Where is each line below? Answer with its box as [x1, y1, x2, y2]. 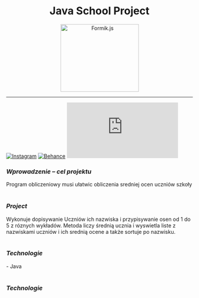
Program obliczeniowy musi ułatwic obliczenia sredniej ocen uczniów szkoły [6, 181, 192, 188]
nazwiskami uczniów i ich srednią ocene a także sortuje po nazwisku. [6, 228, 176, 235]
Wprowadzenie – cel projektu [6, 167, 92, 176]
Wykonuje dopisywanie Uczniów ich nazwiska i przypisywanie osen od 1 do [6, 215, 191, 223]
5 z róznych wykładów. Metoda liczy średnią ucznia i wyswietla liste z [6, 221, 176, 229]
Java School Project [49, 4, 150, 18]
